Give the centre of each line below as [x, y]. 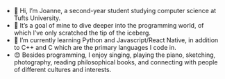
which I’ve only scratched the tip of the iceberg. [82, 33]
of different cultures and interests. [62, 70]
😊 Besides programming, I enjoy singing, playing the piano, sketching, [115, 55]
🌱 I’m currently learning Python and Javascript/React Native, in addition [116, 40]
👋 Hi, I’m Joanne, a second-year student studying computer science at [115, 11]
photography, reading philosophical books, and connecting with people [116, 62]
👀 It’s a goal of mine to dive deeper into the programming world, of [109, 25]
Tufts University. [37, 18]
